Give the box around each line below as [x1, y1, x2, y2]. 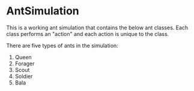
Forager [14, 60, 35, 67]
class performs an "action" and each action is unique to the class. [6, 30, 169, 37]
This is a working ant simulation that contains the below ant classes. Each [6, 24, 189, 31]
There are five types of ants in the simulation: [6, 42, 118, 49]
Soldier [14, 72, 33, 80]
